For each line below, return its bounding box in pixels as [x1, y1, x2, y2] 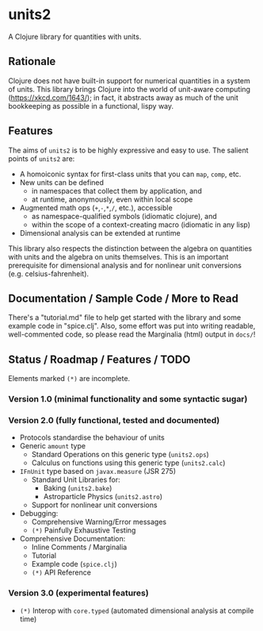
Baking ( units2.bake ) [43, 483, 112, 493]
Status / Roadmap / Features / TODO [8, 352, 191, 366]
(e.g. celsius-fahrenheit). [8, 268, 90, 279]
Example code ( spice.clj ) [31, 560, 117, 569]
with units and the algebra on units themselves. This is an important [8, 252, 229, 261]
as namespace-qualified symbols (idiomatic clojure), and [31, 211, 218, 221]
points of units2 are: [8, 153, 75, 164]
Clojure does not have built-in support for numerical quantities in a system [8, 75, 251, 85]
